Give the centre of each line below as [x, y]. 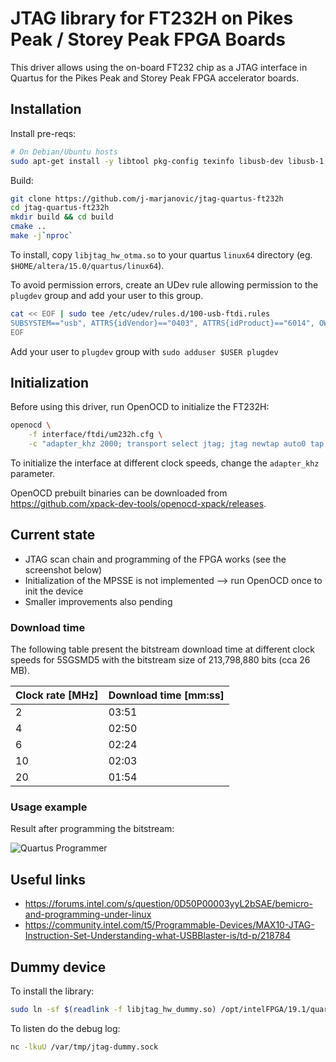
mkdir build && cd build [62, 217]
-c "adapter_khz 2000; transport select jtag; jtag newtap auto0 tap [176, 444]
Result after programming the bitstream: [92, 829]
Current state [53, 535]
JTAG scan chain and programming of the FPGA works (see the [155, 559]
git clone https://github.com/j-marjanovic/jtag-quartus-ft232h [147, 198]
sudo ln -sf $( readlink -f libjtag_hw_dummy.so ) [113, 1009]
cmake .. [28, 227]
